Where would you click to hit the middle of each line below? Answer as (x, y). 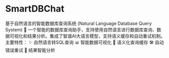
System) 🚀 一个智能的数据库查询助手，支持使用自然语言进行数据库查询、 (81, 30)
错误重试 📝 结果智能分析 (30, 50)
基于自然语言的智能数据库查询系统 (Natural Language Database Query (79, 23)
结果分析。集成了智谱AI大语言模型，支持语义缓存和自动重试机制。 (96, 36)
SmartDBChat (35, 9)
